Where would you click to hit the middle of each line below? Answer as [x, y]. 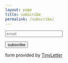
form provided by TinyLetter [34, 55]
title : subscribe [23, 14]
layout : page [19, 10]
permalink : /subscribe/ [30, 19]
